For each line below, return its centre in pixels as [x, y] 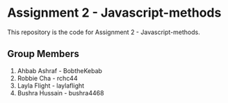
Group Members [43, 54]
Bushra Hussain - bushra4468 [60, 93]
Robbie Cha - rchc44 [47, 78]
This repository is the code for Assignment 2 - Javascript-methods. [104, 32]
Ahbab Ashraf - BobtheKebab [60, 70]
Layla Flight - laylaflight [51, 86]
